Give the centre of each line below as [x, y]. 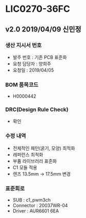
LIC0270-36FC [38, 9]
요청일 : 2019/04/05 [33, 70]
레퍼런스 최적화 [28, 154]
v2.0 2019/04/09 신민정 [43, 29]
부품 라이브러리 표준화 [35, 161]
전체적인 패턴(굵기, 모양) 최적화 [44, 148]
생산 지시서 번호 [24, 45]
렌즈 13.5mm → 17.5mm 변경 [41, 174]
